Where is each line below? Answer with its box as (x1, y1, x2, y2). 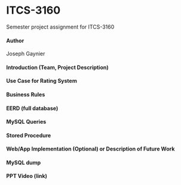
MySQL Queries (6, 118, 47, 126)
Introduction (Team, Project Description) (6, 64, 109, 71)
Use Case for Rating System (6, 77, 78, 84)
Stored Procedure (6, 131, 51, 139)
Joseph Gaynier (6, 50, 45, 57)
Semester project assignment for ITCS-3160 (6, 23, 115, 30)
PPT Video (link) (6, 173, 48, 180)
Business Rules (6, 90, 45, 98)
